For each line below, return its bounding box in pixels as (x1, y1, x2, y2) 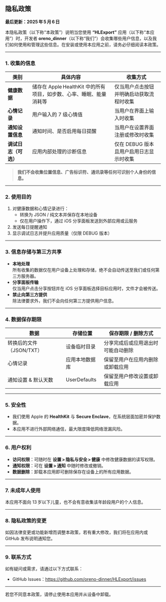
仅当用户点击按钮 (114, 83, 154, 90)
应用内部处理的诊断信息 (32, 148, 87, 155)
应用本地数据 (66, 356, 96, 363)
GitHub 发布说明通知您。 (5, 535, 55, 542)
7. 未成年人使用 (5, 487, 41, 494)
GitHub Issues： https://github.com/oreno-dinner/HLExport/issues (12, 576, 147, 582)
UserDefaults (66, 376, 97, 383)
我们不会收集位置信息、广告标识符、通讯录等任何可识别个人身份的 (17, 169, 152, 175)
